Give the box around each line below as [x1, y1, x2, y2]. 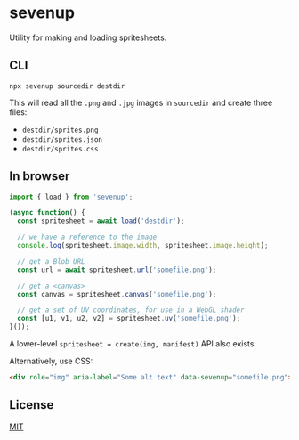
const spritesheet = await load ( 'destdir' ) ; [17, 216, 185, 225]
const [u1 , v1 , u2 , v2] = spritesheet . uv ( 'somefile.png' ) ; [17, 314, 241, 323]
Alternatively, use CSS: [9, 355, 93, 367]
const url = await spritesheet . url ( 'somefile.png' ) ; [17, 265, 217, 274]
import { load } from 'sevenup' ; [9, 192, 133, 201]
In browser [9, 168, 70, 184]
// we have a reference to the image [17, 232, 158, 242]
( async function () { [9, 208, 86, 217]
